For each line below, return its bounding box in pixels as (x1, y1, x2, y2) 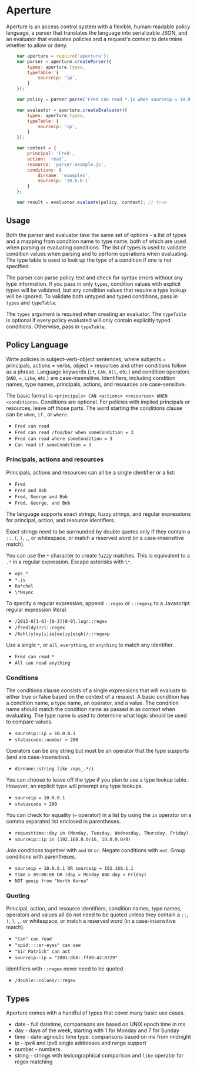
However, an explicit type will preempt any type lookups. (6, 783, 143, 790)
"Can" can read (14, 936, 52, 942)
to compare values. (6, 718, 53, 725)
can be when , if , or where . (6, 411, 69, 418)
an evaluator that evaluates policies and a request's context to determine (6, 35, 183, 42)
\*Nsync (14, 589, 34, 595)
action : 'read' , (27, 156, 67, 162)
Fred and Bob (14, 488, 47, 493)
